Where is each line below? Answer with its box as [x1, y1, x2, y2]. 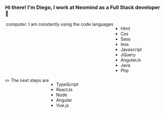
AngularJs [120, 57, 141, 63]
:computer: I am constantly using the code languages [5, 21, 114, 27]
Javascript [120, 46, 142, 53]
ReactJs [56, 87, 73, 93]
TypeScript [56, 81, 79, 87]
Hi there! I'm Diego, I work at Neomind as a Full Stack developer [5, 4, 161, 11]
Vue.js [56, 103, 69, 109]
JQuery [120, 52, 136, 58]
